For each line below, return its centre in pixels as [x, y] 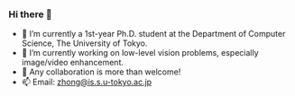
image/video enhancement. [72, 63]
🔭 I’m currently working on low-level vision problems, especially [140, 53]
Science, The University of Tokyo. [84, 43]
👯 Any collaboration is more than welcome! [101, 72]
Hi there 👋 [31, 14]
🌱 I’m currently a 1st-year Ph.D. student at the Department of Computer [153, 34]
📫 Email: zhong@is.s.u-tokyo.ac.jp [87, 82]
